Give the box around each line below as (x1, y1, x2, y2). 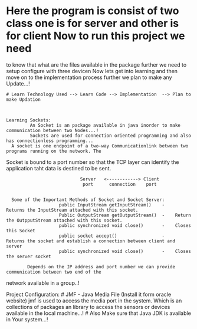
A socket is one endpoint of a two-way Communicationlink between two (11, 143, 189, 149)
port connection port (82, 181, 157, 187)
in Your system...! (6, 315, 48, 323)
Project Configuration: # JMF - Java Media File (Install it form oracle (6, 291, 172, 298)
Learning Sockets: (6, 117, 51, 123)
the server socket (6, 254, 51, 259)
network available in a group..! (6, 279, 80, 287)
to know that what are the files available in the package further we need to (6, 61, 187, 68)
